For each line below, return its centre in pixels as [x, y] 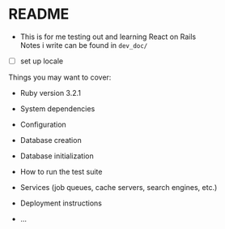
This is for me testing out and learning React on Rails [108, 37]
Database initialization [57, 156]
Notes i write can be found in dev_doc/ [84, 45]
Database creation [51, 140]
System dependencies [57, 109]
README [39, 14]
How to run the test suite [61, 172]
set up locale [41, 61]
